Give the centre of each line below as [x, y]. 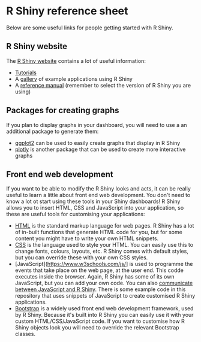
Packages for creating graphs [63, 111]
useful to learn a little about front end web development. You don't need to [98, 195]
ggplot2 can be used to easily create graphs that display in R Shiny [97, 143]
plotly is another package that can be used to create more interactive [100, 149]
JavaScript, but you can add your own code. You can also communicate [104, 283]
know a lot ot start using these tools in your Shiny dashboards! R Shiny [93, 201]
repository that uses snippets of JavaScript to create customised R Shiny [105, 296]
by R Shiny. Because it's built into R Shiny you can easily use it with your [104, 315]
